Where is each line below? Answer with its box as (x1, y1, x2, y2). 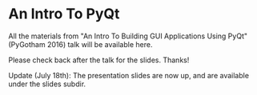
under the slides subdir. (8, 79, 86, 89)
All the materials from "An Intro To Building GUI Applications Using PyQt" (8, 31, 248, 41)
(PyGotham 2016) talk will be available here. (8, 39, 153, 49)
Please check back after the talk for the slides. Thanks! (8, 55, 190, 65)
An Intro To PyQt (8, 5, 120, 23)
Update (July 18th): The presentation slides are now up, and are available (8, 70, 250, 80)
